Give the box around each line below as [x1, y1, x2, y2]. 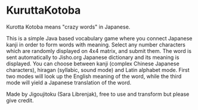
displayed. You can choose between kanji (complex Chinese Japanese [6, 60, 180, 67]
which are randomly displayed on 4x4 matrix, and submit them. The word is [6, 47, 192, 54]
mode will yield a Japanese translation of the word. [6, 78, 132, 86]
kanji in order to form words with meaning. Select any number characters [6, 41, 186, 48]
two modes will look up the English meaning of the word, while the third [6, 73, 182, 80]
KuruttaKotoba [6, 4, 81, 17]
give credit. [6, 96, 34, 104]
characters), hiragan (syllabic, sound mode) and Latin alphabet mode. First [6, 66, 190, 73]
